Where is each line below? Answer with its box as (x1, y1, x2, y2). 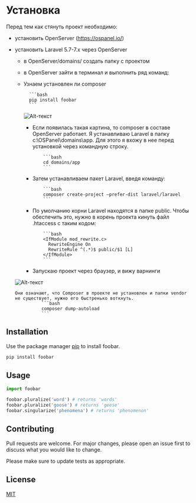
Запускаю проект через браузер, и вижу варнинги (32, 267, 161, 274)
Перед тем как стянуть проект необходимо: (6, 23, 118, 30)
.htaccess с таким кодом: (32, 219, 96, 226)
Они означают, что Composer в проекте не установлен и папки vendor (14, 290, 187, 296)
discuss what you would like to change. (6, 446, 102, 453)
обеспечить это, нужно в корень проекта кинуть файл (32, 213, 169, 220)
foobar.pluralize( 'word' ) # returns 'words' (6, 397, 117, 403)
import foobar (6, 386, 41, 392)
